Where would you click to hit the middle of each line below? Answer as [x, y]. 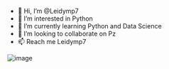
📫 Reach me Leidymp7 [52, 42]
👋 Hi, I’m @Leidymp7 [48, 11]
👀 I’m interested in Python [55, 18]
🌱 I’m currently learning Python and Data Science [89, 26]
